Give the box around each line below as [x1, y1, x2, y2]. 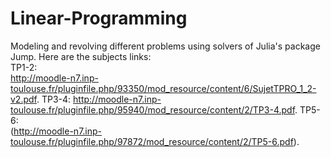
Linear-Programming [10, 7, 188, 30]
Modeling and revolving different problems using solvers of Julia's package [10, 40, 321, 52]
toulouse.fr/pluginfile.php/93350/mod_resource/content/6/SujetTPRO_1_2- [10, 82, 317, 94]
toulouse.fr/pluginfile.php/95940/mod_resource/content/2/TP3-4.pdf [10, 103, 296, 116]
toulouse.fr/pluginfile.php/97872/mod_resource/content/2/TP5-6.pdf [10, 135, 294, 147]
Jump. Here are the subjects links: [10, 50, 152, 62]
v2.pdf [10, 93, 37, 105]
